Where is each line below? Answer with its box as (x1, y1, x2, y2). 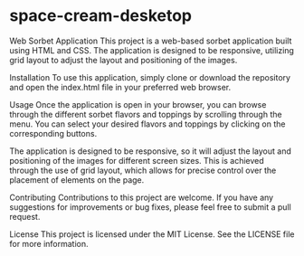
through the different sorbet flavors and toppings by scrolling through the (9, 109, 282, 119)
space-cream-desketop (9, 5, 193, 26)
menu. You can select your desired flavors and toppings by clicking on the (9, 119, 286, 129)
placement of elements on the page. (9, 174, 145, 185)
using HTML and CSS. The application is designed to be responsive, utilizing (9, 44, 294, 55)
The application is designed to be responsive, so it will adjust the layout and (9, 146, 292, 156)
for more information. (9, 238, 89, 249)
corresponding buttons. (9, 128, 98, 138)
